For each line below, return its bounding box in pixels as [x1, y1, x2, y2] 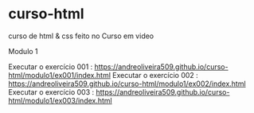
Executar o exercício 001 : [8, 61, 93, 72]
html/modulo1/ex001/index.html [8, 70, 111, 80]
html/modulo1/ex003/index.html [8, 95, 113, 105]
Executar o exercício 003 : [8, 87, 94, 96]
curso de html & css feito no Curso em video [8, 31, 154, 41]
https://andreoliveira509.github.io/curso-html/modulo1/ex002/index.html [8, 79, 246, 88]
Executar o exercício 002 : [112, 70, 199, 80]
